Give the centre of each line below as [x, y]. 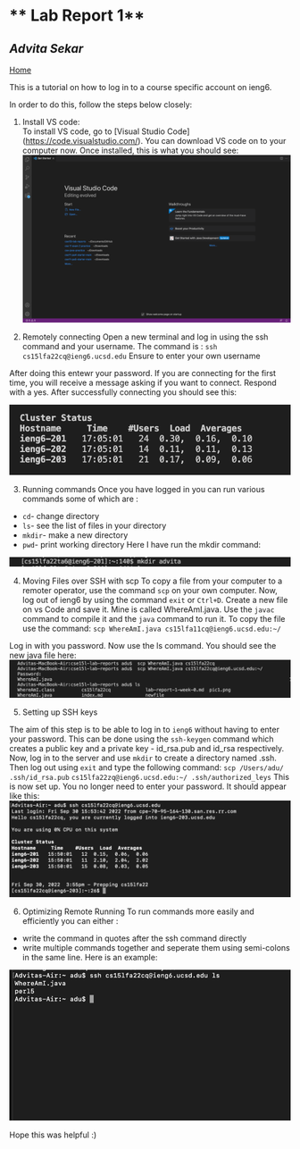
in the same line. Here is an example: [90, 957]
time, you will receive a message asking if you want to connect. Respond [143, 383]
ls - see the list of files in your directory [94, 525]
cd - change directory [61, 516]
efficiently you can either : [70, 920]
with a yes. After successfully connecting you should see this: [123, 392]
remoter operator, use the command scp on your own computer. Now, [150, 590]
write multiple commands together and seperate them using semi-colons [156, 947]
